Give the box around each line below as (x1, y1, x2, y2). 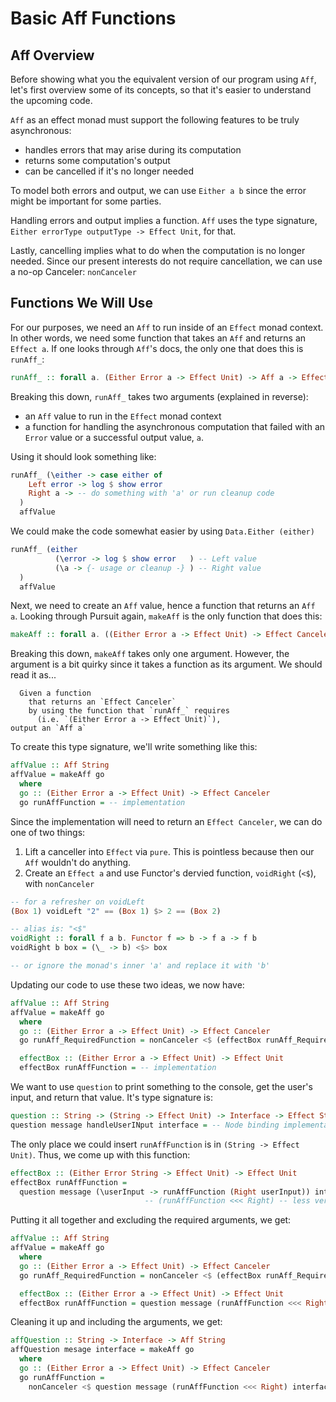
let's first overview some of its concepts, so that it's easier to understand (10, 84, 312, 96)
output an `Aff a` (10, 723, 87, 734)
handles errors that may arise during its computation (24, 144, 242, 156)
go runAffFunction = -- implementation (19, 797, 186, 807)
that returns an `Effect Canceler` (28, 697, 177, 707)
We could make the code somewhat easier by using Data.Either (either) (10, 525, 315, 537)
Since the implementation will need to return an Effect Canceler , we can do (10, 815, 323, 827)
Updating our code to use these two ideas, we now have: (10, 978, 245, 991)
